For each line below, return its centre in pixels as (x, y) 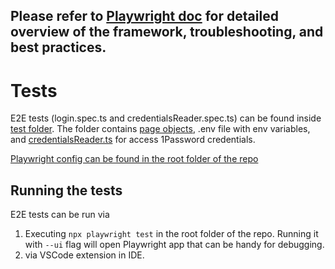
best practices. (58, 47)
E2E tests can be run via (60, 215)
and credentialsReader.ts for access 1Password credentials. (133, 140)
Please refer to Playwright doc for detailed (144, 16)
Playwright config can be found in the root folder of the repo (134, 159)
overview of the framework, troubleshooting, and (167, 32)
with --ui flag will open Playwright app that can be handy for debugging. (174, 245)
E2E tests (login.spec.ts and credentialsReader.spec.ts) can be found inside (166, 118)
